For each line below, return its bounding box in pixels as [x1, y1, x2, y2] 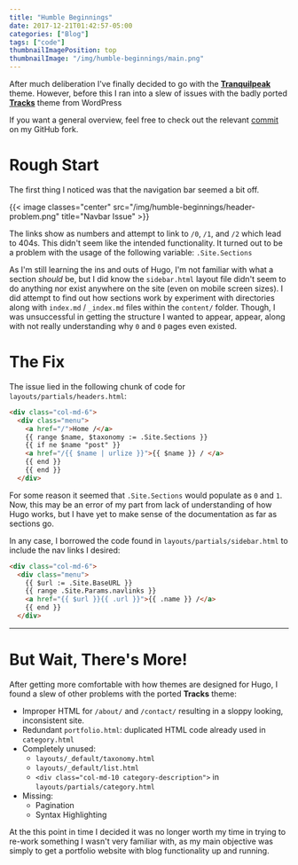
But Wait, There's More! [9, 649, 188, 670]
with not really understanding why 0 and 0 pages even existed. [9, 320, 238, 331]
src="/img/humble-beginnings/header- [113, 201, 255, 212]
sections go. [9, 518, 55, 529]
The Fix [9, 352, 65, 373]
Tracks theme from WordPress [9, 98, 122, 107]
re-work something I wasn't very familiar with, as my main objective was [9, 836, 273, 846]
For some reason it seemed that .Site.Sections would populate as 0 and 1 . [9, 490, 283, 500]
